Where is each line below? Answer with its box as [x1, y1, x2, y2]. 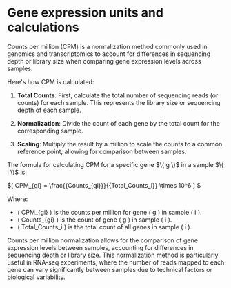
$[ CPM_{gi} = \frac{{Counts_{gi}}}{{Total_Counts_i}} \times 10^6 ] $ [7, 181, 201, 189]
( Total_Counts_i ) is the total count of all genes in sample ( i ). [17, 222, 192, 231]
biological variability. [7, 273, 66, 281]
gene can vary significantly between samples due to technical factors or [7, 265, 212, 273]
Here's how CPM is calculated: [7, 77, 94, 86]
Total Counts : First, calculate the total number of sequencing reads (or [17, 91, 219, 99]
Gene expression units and [7, 5, 164, 21]
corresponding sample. [17, 126, 83, 135]
